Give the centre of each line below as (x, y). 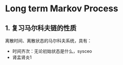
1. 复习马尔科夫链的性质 (41, 28)
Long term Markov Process (62, 9)
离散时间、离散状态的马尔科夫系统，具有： (48, 41)
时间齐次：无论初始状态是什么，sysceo (52, 51)
